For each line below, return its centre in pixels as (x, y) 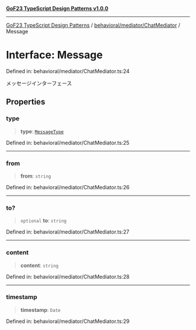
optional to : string (43, 221)
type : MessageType (42, 131)
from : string (36, 176)
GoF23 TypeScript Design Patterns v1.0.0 (57, 8)
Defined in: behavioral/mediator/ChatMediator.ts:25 (68, 143)
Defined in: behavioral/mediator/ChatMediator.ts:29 (68, 321)
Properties (26, 102)
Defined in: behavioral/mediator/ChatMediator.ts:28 (68, 276)
